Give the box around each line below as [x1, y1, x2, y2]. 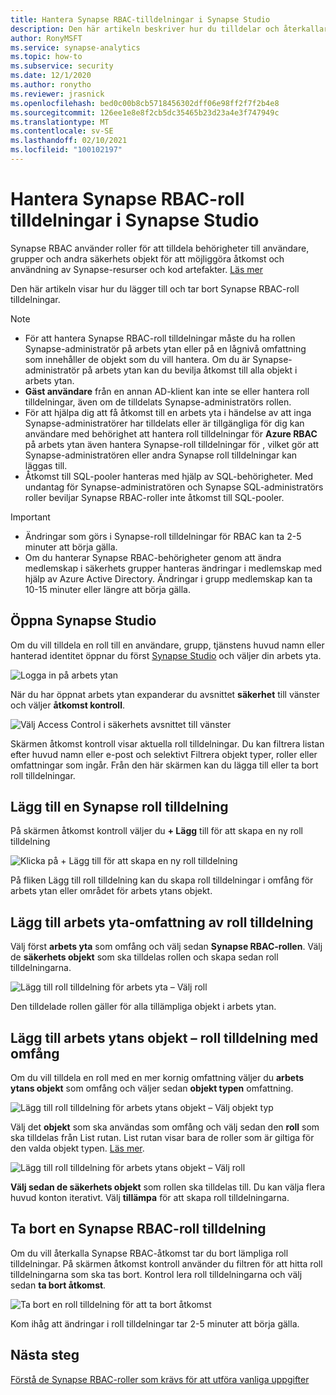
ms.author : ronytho [10, 80, 92, 90]
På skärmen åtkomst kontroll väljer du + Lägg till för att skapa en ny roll [10, 825, 303, 837]
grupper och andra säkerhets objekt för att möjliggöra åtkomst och [10, 252, 285, 265]
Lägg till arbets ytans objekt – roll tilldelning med [10, 1029, 319, 1046]
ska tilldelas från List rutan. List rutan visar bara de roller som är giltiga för [10, 1132, 315, 1144]
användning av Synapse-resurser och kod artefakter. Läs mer [10, 263, 263, 275]
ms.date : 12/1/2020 [10, 71, 92, 81]
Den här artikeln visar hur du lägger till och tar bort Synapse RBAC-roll [10, 282, 300, 295]
